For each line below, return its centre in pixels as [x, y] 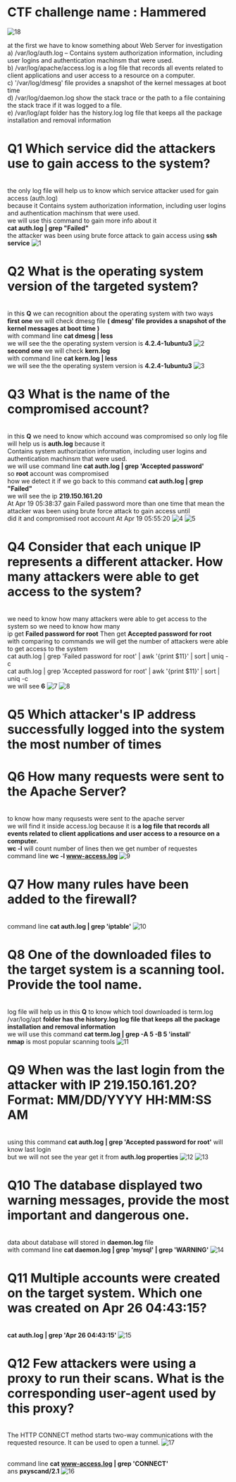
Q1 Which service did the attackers [112, 149]
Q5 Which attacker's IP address [101, 714]
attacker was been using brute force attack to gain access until [99, 510]
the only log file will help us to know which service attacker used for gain [113, 190]
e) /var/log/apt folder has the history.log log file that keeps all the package [115, 113]
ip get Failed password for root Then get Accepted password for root [110, 634]
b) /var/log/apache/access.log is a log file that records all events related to [115, 68]
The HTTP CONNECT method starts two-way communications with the [110, 1435]
